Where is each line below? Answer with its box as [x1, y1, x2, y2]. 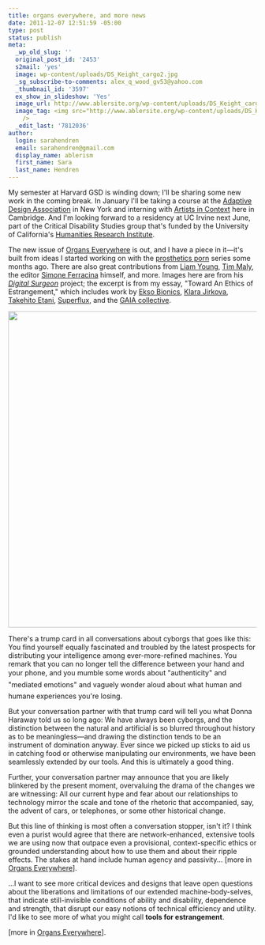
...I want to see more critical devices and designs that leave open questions [8, 879, 253, 888]
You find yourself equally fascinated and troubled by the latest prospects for [8, 642, 256, 652]
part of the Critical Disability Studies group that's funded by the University [8, 221, 249, 230]
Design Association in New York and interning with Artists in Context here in [8, 205, 255, 214]
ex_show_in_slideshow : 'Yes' [15, 93, 111, 100]
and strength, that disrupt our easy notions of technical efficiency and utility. [8, 904, 256, 913]
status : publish [8, 33, 62, 42]
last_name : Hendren [15, 166, 80, 174]
